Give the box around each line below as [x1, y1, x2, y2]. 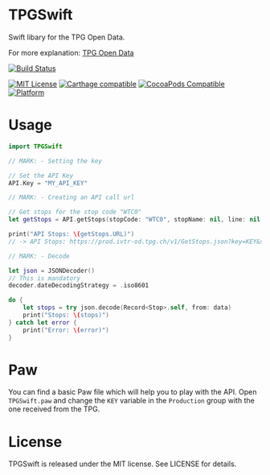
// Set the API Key [8, 171, 74, 180]
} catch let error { [8, 318, 78, 327]
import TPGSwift [8, 142, 63, 151]
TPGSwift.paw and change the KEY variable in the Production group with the [8, 396, 255, 406]
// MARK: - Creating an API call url [8, 193, 135, 202]
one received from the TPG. [8, 404, 100, 414]
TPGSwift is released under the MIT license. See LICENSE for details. [8, 459, 237, 469]
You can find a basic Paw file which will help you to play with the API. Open [8, 387, 257, 397]
